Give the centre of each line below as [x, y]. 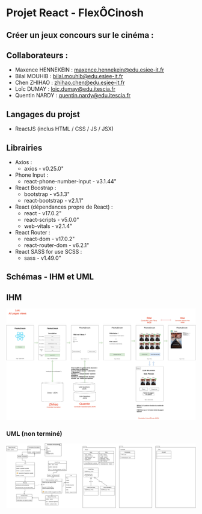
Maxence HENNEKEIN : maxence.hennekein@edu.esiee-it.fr [89, 70]
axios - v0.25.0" [44, 169]
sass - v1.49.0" [42, 258]
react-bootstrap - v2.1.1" [54, 201]
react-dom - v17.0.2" [49, 239]
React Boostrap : [35, 188]
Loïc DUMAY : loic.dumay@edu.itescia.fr [65, 89]
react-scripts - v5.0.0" [51, 220]
